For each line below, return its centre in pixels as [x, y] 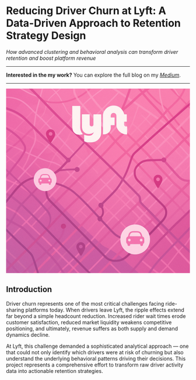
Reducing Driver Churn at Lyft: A [86, 11]
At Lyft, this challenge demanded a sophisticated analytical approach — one [97, 346]
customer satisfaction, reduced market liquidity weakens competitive [89, 322]
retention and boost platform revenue [51, 58]
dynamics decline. [28, 334]
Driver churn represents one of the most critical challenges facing [85, 303]
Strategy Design [46, 36]
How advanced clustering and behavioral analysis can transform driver [92, 52]
